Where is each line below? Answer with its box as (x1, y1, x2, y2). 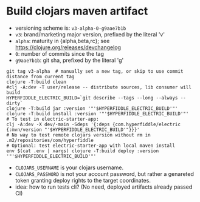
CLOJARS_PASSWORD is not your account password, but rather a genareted (15, 170, 195, 177)
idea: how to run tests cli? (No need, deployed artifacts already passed (15, 183, 193, 190)
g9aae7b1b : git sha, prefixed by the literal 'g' (15, 56, 124, 64)
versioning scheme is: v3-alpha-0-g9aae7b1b (15, 24, 126, 32)
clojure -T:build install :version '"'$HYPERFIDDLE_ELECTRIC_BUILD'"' (6, 110, 189, 116)
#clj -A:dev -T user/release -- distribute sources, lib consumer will (6, 84, 191, 90)
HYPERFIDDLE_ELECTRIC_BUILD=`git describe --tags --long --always (6, 95, 178, 101)
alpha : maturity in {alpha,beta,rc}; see (15, 37, 110, 44)
